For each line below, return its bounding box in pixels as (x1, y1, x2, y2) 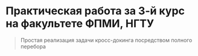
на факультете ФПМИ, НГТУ (5, 17, 155, 30)
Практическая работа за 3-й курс (5, 4, 185, 18)
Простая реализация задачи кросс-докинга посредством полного (20, 36, 193, 43)
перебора (20, 43, 46, 50)
